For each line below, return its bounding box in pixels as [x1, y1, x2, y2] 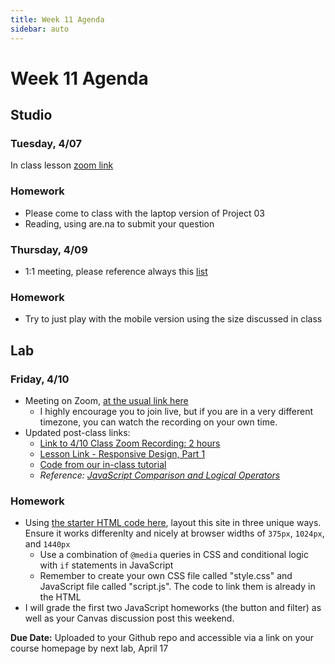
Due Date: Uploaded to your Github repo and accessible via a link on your [10, 632, 315, 644]
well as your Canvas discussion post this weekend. [24, 612, 235, 625]
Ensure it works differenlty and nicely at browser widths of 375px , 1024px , [24, 527, 325, 540]
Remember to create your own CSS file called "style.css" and [39, 570, 293, 582]
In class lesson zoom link [10, 159, 114, 171]
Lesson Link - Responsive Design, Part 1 [39, 447, 206, 460]
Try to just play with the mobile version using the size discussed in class [24, 313, 323, 325]
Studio [10, 107, 53, 124]
